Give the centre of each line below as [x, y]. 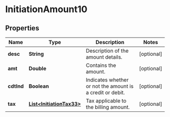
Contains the [101, 65]
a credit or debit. [105, 92]
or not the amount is [110, 86]
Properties [22, 28]
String [36, 54]
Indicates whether [107, 80]
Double [37, 68]
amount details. [104, 57]
